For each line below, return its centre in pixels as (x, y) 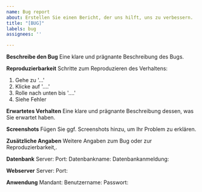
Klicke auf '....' (32, 87)
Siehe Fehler (31, 100)
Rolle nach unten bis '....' (45, 93)
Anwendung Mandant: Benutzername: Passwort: (67, 182)
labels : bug (21, 29)
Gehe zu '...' (30, 80)
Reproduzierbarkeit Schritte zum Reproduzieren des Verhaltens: (87, 69)
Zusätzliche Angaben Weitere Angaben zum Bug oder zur (79, 141)
